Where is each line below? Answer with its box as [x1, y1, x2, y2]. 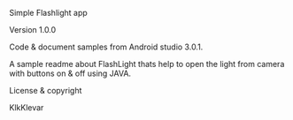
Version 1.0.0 [9, 25, 57, 34]
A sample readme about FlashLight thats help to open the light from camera [9, 59, 285, 69]
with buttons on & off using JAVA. [9, 68, 131, 79]
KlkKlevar [9, 102, 44, 113]
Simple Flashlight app [9, 8, 89, 18]
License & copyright [9, 86, 82, 95]
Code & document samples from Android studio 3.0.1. [9, 41, 204, 52]
